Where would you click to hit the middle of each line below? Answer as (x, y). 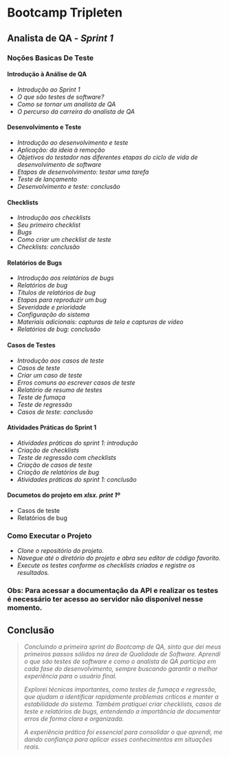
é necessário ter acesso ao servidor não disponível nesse (105, 599)
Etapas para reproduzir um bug (62, 300)
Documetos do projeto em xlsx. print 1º (64, 495)
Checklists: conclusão (48, 247)
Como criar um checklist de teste (64, 240)
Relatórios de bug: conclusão (59, 330)
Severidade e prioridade (52, 307)
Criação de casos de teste (55, 465)
